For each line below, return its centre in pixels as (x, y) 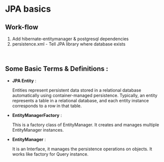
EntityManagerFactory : (37, 115)
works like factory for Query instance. (50, 154)
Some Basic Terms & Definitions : (57, 69)
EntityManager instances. (38, 130)
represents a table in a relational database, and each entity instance (81, 100)
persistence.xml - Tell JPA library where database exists (69, 44)
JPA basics (28, 9)
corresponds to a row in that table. (47, 106)
